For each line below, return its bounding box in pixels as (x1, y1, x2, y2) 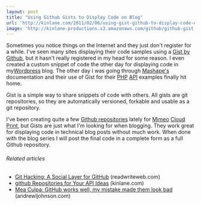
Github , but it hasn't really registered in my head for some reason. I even (6, 54, 184, 62)
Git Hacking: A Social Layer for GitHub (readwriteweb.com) (14, 173, 160, 180)
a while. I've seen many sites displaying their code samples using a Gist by (6, 48, 190, 56)
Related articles (6, 155, 45, 162)
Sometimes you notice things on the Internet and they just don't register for (6, 42, 192, 49)
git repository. (6, 104, 41, 111)
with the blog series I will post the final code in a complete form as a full (6, 135, 184, 142)
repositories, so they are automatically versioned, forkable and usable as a (6, 98, 190, 105)
